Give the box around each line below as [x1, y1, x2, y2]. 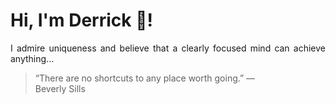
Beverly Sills [34, 82, 86, 94]
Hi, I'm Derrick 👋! [10, 9, 153, 32]
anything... [10, 52, 55, 64]
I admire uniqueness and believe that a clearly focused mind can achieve [10, 42, 326, 54]
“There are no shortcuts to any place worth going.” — [34, 72, 256, 84]
